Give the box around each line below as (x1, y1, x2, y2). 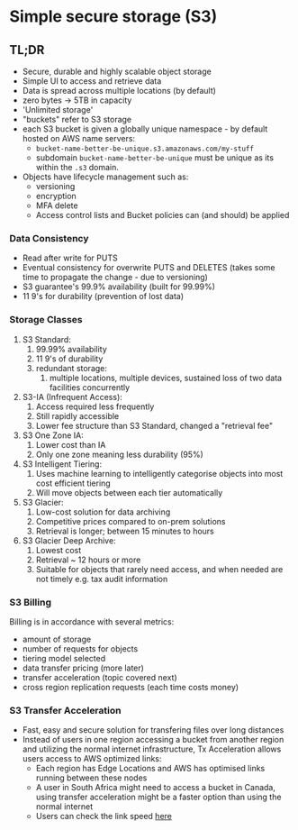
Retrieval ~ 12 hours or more (35, 554, 141, 565)
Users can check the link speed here (35, 811, 173, 822)
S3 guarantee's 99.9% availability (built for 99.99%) (22, 281, 216, 292)
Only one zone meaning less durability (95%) (35, 449, 204, 460)
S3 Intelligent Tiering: (22, 458, 102, 470)
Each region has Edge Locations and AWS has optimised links (35, 763, 266, 774)
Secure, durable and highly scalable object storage (22, 66, 212, 77)
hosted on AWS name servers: (22, 133, 136, 143)
